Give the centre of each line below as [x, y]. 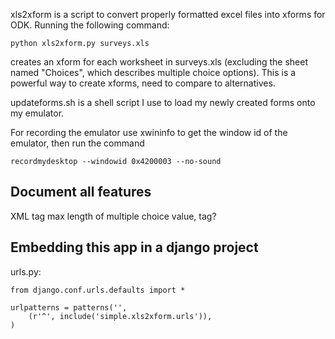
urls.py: [26, 271]
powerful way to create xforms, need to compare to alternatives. [143, 83]
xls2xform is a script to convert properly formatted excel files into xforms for [168, 14]
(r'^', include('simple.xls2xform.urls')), [120, 316]
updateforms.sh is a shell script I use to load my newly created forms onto [163, 102]
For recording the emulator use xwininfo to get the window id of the [149, 132]
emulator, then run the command [77, 143]
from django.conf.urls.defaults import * [98, 290]
